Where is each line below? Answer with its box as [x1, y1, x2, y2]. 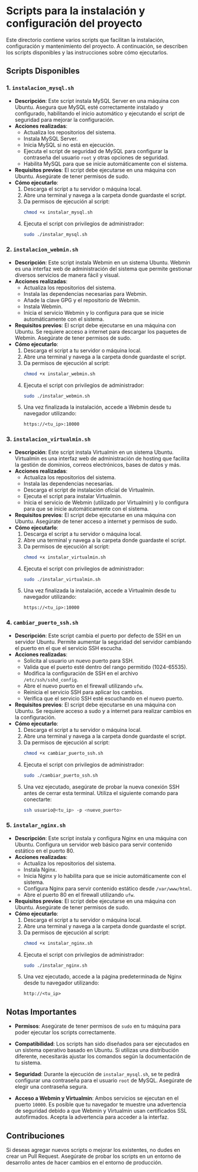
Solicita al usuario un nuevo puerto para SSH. [23, 657, 134, 664]
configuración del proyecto [6, 17, 142, 30]
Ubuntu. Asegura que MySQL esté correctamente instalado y [14, 104, 164, 111]
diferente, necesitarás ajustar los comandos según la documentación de [14, 1053, 191, 1060]
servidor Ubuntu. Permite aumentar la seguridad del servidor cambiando [14, 638, 192, 645]
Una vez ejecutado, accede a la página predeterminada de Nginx [23, 973, 182, 980]
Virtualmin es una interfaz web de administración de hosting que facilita [14, 454, 190, 462]
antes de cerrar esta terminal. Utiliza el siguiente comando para [23, 789, 178, 796]
